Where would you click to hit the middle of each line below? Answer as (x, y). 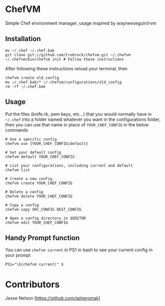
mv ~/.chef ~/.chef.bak (30, 50)
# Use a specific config (31, 139)
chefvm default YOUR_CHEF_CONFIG (40, 157)
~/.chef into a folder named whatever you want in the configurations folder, (83, 119)
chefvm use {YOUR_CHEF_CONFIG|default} (47, 143)
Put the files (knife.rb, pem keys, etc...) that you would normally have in (78, 114)
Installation (23, 39)
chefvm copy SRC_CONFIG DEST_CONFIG (43, 209)
